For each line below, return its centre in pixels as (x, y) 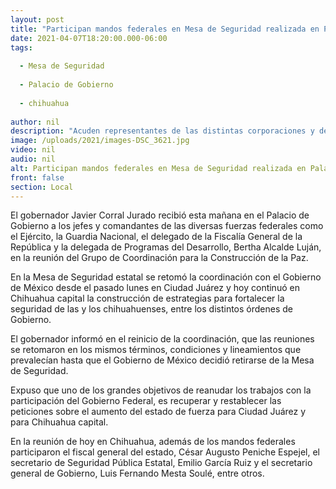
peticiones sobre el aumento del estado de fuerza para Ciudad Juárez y (158, 412)
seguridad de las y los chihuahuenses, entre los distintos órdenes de (151, 309)
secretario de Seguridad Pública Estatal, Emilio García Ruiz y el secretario (161, 463)
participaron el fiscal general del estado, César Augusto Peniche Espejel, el (165, 452)
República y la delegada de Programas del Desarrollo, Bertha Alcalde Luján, (166, 247)
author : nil (35, 122)
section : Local (42, 187)
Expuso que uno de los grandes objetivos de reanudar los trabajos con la (161, 390)
